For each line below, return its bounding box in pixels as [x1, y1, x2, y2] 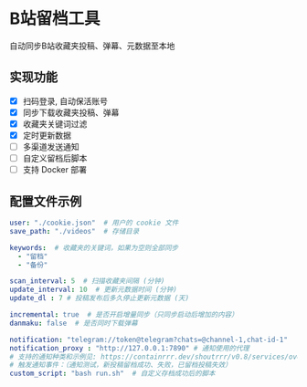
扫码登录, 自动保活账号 [22, 95, 108, 106]
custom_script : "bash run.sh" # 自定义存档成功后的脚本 [9, 369, 216, 379]
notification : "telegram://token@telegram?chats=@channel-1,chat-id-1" [9, 335, 288, 344]
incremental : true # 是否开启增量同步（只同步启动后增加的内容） [9, 310, 239, 319]
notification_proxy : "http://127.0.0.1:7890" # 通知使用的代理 [9, 343, 249, 352]
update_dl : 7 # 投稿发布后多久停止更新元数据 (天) [9, 294, 190, 303]
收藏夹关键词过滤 [22, 118, 88, 129]
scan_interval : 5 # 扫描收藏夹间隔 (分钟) [9, 277, 165, 286]
